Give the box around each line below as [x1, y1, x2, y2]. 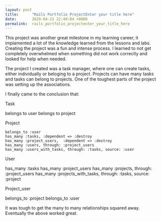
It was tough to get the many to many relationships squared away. [5, 205, 140, 211]
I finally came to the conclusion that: [5, 91, 80, 97]
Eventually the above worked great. [5, 210, 78, 217]
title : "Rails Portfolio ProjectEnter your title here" [5, 12, 135, 17]
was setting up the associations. [5, 82, 71, 88]
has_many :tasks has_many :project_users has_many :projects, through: [5, 165, 152, 172]
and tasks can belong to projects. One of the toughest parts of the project [5, 76, 157, 82]
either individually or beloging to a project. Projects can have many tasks [5, 71, 154, 77]
